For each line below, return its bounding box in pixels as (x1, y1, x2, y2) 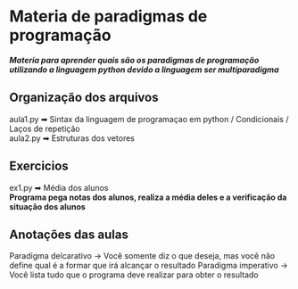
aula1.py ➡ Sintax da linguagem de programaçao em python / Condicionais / (9, 113, 289, 124)
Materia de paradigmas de (9, 6, 208, 27)
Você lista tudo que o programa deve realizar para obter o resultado (9, 269, 259, 280)
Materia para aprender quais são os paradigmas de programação (9, 54, 260, 65)
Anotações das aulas (9, 227, 129, 242)
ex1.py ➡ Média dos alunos (9, 182, 109, 193)
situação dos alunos (9, 201, 87, 211)
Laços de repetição (9, 123, 80, 134)
